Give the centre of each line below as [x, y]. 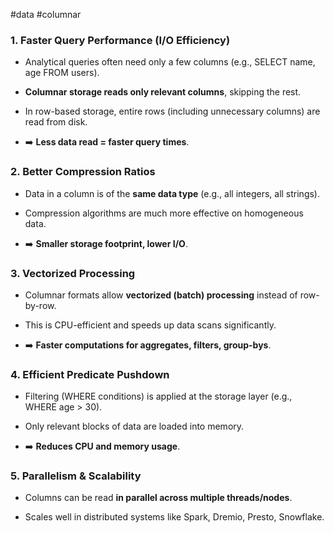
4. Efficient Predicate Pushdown [90, 374]
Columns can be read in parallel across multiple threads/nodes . [158, 498]
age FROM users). [62, 73]
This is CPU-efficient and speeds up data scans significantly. [150, 325]
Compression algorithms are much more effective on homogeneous [164, 213]
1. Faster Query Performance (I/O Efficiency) [120, 40]
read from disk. [56, 122]
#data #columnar [46, 14]
